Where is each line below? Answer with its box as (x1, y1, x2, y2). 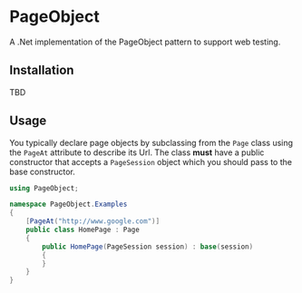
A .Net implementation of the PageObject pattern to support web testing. (9, 36, 281, 47)
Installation (9, 63, 74, 78)
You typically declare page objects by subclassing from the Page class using (9, 137, 293, 148)
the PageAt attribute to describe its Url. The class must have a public (9, 147, 265, 158)
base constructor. (9, 166, 75, 177)
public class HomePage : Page (25, 225, 141, 235)
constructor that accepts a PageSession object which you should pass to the (9, 156, 293, 167)
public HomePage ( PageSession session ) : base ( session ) (42, 242, 254, 251)
